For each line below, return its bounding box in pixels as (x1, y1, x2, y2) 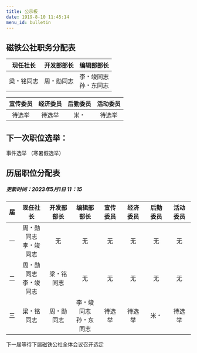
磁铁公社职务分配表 (6, 42, 76, 53)
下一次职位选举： (6, 133, 68, 143)
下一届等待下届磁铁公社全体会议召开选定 (6, 341, 104, 348)
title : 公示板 (6, 8, 38, 15)
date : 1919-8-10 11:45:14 (6, 14, 69, 20)
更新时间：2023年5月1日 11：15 (6, 186, 82, 193)
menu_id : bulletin (6, 19, 51, 25)
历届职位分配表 (6, 168, 60, 179)
